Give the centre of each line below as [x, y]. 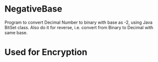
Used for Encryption [46, 52]
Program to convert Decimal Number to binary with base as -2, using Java [79, 22]
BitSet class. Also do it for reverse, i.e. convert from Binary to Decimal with [79, 27]
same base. [16, 32]
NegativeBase [33, 9]
